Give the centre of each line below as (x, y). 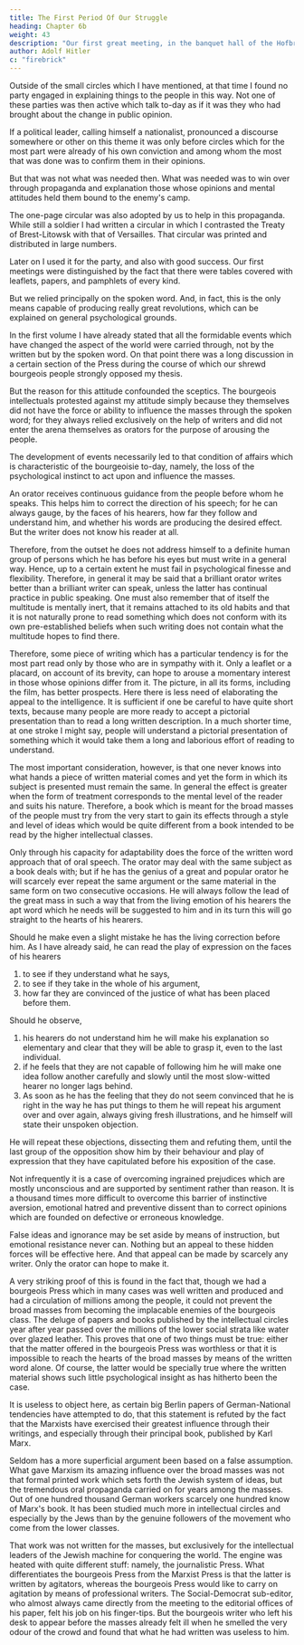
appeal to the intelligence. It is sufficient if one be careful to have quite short (152, 702)
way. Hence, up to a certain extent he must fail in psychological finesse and (150, 569)
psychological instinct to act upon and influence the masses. (122, 476)
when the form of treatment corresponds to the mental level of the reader (146, 796)
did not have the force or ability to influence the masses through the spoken (151, 410)
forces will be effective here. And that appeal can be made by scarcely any (149, 1254)
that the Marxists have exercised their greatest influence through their (139, 1424)
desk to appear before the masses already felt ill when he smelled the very (148, 1622)
